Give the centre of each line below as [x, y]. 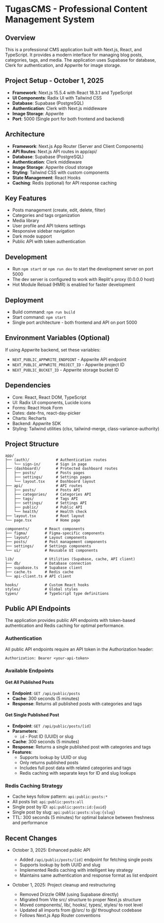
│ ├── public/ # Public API [44, 507]
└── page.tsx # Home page [43, 520]
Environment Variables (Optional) [57, 338]
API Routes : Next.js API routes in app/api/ [55, 151]
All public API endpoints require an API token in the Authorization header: [79, 649]
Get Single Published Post [32, 715]
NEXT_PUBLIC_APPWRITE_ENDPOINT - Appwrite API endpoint [69, 359]
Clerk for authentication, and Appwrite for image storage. [63, 65]
